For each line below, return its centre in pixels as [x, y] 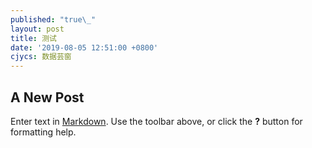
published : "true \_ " [53, 19]
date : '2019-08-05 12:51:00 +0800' [84, 47]
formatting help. [43, 132]
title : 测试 [33, 38]
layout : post [37, 29]
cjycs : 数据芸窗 [41, 57]
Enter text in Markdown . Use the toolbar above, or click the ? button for [156, 121]
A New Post [47, 97]
